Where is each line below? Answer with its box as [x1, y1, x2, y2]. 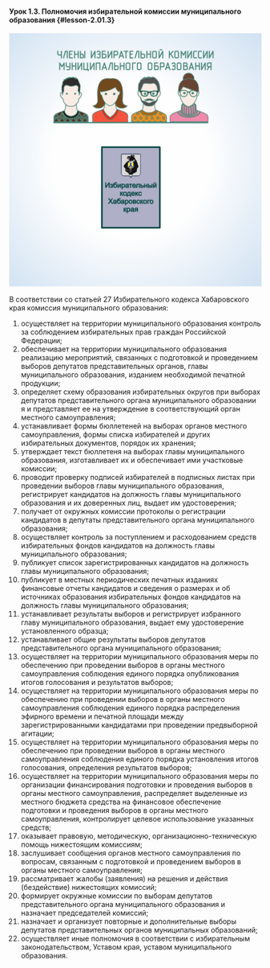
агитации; [20, 728, 54, 739]
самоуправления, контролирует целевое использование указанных [20, 814, 255, 824]
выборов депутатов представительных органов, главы [20, 362, 208, 371]
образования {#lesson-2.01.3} [9, 14, 115, 24]
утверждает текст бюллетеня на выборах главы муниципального [20, 447, 245, 457]
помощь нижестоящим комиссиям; [20, 840, 143, 850]
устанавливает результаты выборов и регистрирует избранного [20, 609, 241, 619]
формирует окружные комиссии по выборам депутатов [20, 891, 213, 900]
